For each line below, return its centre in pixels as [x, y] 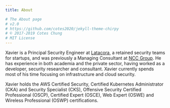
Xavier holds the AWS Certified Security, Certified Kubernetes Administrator [84, 84]
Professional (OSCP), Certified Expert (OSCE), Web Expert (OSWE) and [80, 95]
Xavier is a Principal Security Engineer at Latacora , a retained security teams [85, 52]
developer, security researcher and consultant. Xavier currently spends [80, 69]
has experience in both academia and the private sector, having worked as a [85, 63]
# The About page [24, 19]
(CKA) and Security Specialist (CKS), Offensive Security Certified [73, 89]
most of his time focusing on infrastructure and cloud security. [71, 74]
